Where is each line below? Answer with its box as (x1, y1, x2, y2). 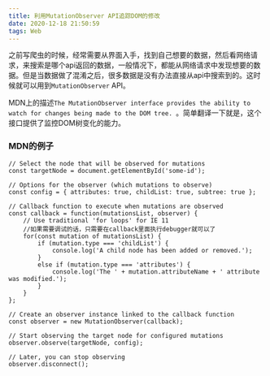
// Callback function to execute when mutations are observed (8, 202, 224, 210)
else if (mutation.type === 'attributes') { (37, 261, 191, 269)
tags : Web (8, 27, 42, 35)
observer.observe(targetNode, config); (8, 339, 144, 347)
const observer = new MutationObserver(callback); (8, 318, 184, 326)
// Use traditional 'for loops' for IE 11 (23, 216, 169, 224)
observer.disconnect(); (8, 360, 89, 368)
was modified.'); (8, 274, 67, 283)
